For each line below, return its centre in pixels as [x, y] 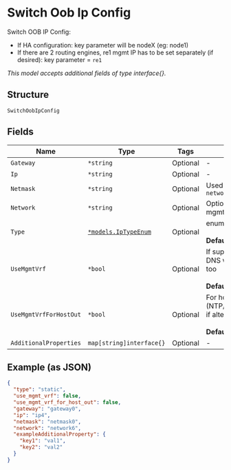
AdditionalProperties [46, 343]
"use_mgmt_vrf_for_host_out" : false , [67, 402]
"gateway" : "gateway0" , [47, 409]
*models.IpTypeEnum [120, 232]
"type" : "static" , [40, 390]
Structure [28, 95]
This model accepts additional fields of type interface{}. [87, 73]
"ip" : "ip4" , [32, 415]
